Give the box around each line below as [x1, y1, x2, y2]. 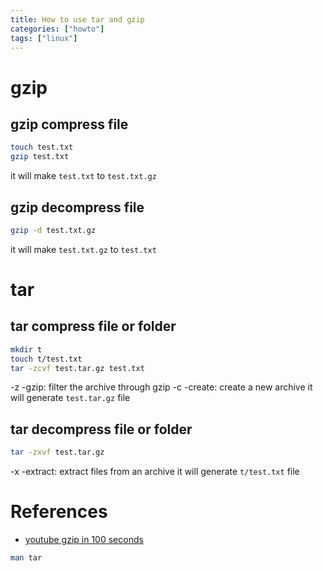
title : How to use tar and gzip [10, 14, 145, 25]
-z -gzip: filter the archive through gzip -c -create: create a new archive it [10, 381, 313, 393]
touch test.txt [10, 142, 74, 153]
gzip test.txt [10, 152, 70, 162]
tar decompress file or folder [10, 421, 193, 438]
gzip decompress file [10, 199, 145, 216]
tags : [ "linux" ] [10, 33, 78, 43]
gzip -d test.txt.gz [10, 225, 97, 235]
